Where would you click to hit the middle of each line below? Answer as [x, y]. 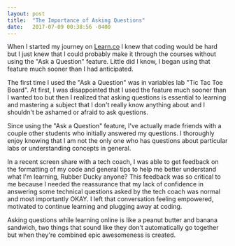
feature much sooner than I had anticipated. [71, 69]
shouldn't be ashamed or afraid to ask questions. [78, 112]
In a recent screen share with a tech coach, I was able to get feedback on [113, 162]
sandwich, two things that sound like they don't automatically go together [113, 228]
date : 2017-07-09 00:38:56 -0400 [59, 27]
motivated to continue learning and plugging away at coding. [95, 207]
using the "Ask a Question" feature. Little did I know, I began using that [109, 62]
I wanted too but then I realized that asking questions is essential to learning [117, 97]
